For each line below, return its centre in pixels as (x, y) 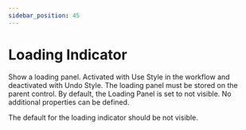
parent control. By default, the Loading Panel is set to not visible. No (120, 94)
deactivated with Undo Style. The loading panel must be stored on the (123, 85)
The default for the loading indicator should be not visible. (103, 117)
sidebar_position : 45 (44, 15)
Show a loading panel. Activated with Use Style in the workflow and (119, 77)
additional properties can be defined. (69, 102)
